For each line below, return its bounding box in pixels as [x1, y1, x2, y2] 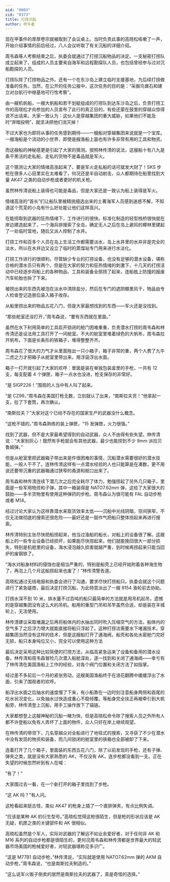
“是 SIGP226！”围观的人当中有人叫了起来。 [5, 382, 96, 388]
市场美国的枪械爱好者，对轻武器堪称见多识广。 [9, 843, 107, 850]
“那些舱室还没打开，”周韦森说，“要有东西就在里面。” [5, 314, 111, 320]
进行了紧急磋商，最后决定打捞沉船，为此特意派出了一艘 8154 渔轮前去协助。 [5, 585, 164, 591]
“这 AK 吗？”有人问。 [5, 792, 49, 798]
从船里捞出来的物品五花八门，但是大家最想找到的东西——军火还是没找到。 [5, 303, 160, 309]
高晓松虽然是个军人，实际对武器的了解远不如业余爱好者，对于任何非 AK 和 [5, 831, 160, 837]
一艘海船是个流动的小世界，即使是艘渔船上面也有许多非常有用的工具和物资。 [5, 136, 165, 142]
